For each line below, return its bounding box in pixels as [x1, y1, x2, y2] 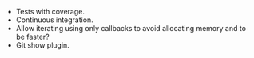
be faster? [15, 32, 50, 41]
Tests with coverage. [15, 7, 85, 16]
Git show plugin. [15, 41, 69, 50]
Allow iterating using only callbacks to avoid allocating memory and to [15, 24, 246, 33]
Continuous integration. [15, 15, 93, 25]
